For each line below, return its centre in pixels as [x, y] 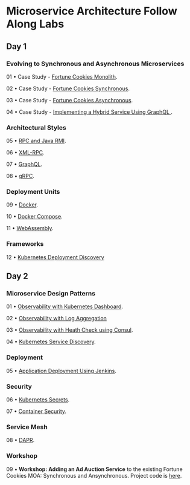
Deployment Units [33, 192]
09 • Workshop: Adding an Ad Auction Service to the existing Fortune [94, 469]
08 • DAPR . [21, 440]
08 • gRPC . [21, 176]
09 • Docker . [22, 205]
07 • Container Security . [36, 411]
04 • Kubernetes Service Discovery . [51, 342]
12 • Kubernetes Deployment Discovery [55, 257]
